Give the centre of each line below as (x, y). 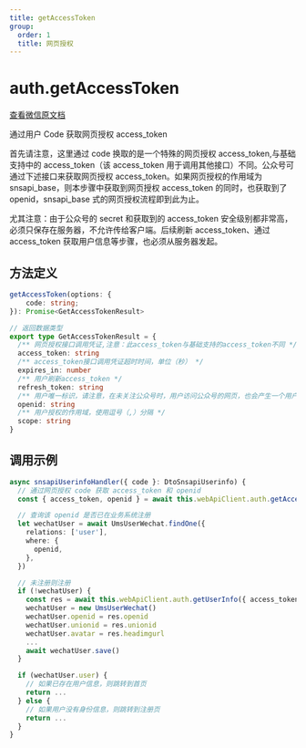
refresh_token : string (61, 387)
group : (22, 26)
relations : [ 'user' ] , (66, 533)
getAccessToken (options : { (61, 295)
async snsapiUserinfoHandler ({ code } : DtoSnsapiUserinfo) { (128, 482)
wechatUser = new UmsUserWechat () (91, 608)
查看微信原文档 (37, 115)
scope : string (44, 421)
